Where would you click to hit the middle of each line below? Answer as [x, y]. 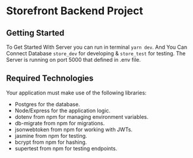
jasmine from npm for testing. [51, 135]
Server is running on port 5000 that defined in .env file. [74, 60]
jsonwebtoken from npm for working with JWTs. [73, 129]
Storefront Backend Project [75, 11]
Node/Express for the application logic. [63, 110]
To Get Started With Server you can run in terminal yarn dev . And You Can [97, 47]
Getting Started [35, 33]
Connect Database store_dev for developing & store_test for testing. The [96, 53]
